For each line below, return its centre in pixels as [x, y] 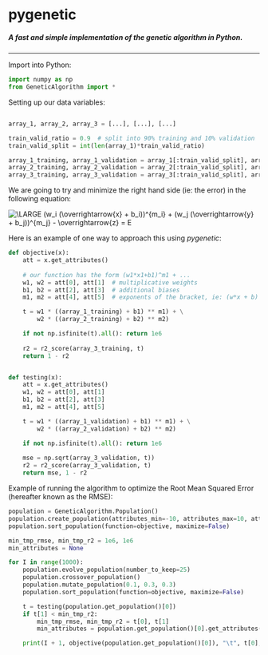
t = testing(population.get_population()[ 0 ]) [100, 606]
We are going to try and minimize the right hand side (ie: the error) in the [127, 190]
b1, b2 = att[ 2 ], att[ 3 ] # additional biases [101, 290]
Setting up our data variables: [57, 102]
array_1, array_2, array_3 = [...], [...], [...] [93, 124]
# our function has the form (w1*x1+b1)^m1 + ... [107, 275]
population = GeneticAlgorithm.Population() [83, 512]
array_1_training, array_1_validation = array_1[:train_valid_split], [128, 160]
